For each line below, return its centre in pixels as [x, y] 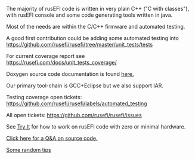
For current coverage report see [46, 56]
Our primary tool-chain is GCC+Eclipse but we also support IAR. [85, 85]
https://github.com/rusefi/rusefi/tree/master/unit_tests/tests [80, 45]
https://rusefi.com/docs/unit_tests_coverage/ [62, 62]
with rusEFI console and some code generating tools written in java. [89, 15]
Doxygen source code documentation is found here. [70, 74]
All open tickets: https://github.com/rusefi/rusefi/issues [74, 115]
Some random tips [29, 150]
